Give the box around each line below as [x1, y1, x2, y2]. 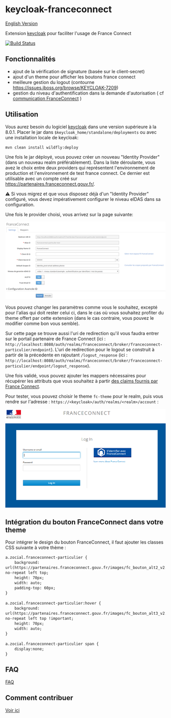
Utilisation [5, 110, 39, 119]
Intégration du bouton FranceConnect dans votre [5, 518, 164, 526]
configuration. [5, 201, 35, 207]
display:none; [14, 646, 44, 651]
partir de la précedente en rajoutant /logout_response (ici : [5, 352, 128, 358]
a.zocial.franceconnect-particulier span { [5, 641, 99, 646]
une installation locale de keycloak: [5, 134, 79, 140]
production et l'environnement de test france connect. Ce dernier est [5, 170, 150, 176]
